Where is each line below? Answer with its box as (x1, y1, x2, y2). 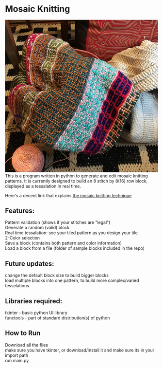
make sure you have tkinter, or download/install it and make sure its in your (5, 347, 155, 353)
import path (5, 352, 29, 358)
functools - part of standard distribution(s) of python (5, 315, 110, 321)
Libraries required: (5, 297, 63, 305)
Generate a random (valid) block (5, 225, 70, 231)
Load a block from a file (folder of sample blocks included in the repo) (5, 245, 145, 251)
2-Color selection (5, 235, 40, 241)
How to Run (5, 329, 41, 337)
